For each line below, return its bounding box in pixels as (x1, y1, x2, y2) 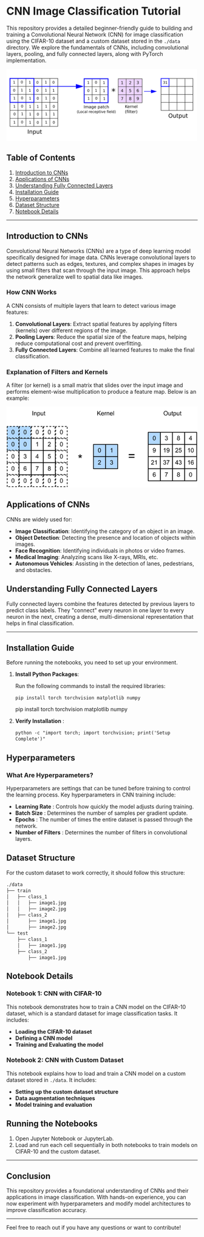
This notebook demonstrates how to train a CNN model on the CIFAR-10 (6, 1003, 186, 1011)
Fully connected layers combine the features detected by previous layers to (6, 600, 195, 607)
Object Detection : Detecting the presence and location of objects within (15, 534, 196, 541)
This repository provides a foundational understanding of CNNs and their (6, 1187, 189, 1194)
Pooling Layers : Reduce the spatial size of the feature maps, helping (15, 333, 187, 340)
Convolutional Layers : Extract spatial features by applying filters (15, 320, 177, 327)
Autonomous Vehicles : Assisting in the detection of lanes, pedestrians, (15, 560, 194, 567)
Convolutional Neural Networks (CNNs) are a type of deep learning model (6, 247, 191, 254)
